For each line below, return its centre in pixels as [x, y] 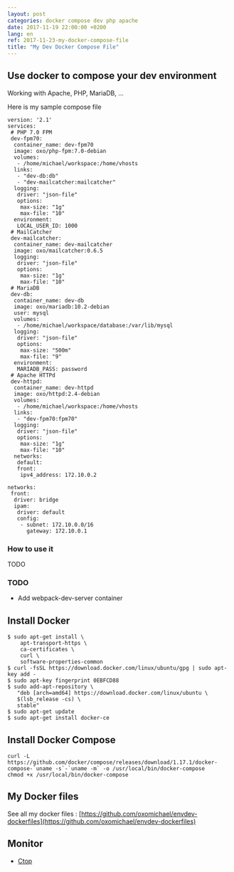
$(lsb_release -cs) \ [49, 699]
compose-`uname [30, 769]
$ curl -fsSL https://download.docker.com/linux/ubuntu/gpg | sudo [110, 668]
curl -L [19, 756]
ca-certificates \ [47, 650]
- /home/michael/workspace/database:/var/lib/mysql [95, 325]
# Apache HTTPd [33, 375]
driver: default [41, 512]
